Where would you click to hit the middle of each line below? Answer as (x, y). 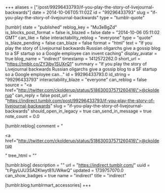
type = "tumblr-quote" (122, 18)
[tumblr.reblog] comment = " (34, 126)
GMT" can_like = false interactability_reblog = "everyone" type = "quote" (79, 38)
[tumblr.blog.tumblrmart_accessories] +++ (48, 185)
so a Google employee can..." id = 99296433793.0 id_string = (68, 74)
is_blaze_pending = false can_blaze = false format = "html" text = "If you (79, 43)
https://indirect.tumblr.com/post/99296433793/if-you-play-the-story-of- (81, 100)
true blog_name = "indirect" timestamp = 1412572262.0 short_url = (73, 58)
